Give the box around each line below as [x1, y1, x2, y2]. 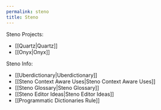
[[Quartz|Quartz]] [14, 42, 58, 49]
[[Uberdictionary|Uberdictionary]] [14, 71, 97, 78]
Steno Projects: [6, 30, 43, 37]
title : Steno [6, 14, 39, 20]
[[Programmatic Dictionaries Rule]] [14, 96, 100, 104]
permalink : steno [6, 8, 49, 15]
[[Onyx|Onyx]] [14, 48, 50, 55]
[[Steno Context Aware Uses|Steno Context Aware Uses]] [14, 78, 156, 85]
